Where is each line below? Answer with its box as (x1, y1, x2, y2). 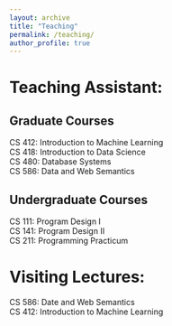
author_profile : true (9, 38, 91, 48)
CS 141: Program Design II (9, 226, 105, 237)
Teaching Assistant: (9, 78, 163, 98)
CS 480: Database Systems (9, 156, 112, 167)
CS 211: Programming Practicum (9, 236, 129, 247)
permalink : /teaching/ (9, 30, 95, 39)
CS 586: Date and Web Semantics (9, 297, 135, 307)
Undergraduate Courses (9, 191, 149, 208)
